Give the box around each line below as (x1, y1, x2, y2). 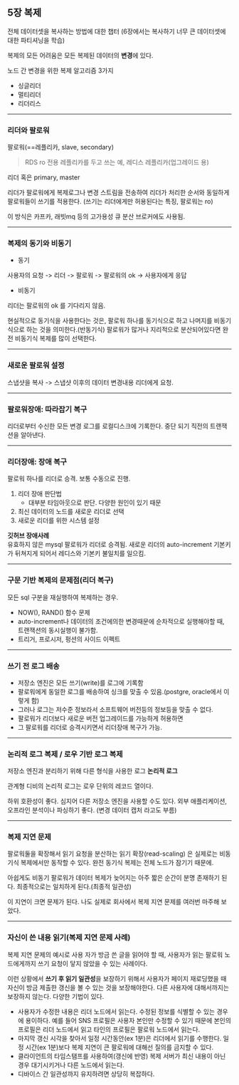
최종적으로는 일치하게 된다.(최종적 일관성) (16, 882, 132, 891)
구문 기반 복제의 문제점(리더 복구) (7, 575, 114, 585)
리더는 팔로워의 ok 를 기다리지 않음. (7, 301, 106, 310)
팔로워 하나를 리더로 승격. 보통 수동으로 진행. (7, 474, 131, 483)
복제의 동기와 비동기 (7, 239, 72, 248)
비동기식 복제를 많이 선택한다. (14, 334, 97, 343)
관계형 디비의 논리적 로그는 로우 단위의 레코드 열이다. (7, 782, 154, 790)
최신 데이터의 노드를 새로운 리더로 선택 (17, 508, 124, 516)
